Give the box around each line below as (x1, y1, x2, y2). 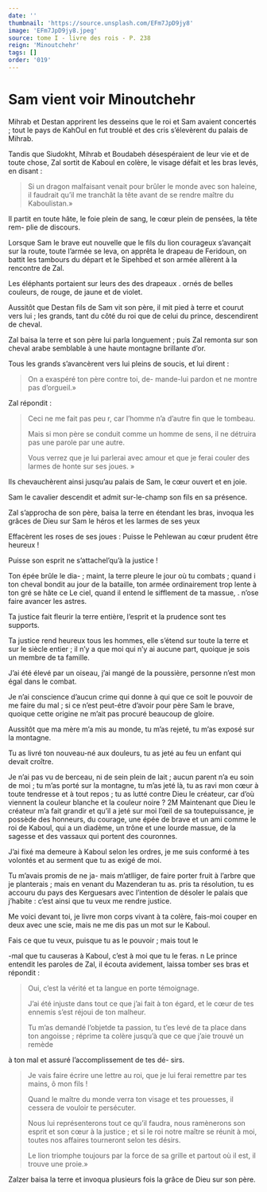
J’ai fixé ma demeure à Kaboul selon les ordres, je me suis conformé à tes (8, 846, 250, 857)
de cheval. (8, 320, 42, 329)
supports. (8, 620, 40, 629)
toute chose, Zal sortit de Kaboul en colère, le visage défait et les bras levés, (8, 157, 258, 167)
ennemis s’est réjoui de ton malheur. (27, 1007, 146, 1017)
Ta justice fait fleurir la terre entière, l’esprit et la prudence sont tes (8, 611, 226, 621)
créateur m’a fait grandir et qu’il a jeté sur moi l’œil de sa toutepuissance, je (8, 806, 254, 815)
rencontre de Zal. (8, 263, 65, 273)
